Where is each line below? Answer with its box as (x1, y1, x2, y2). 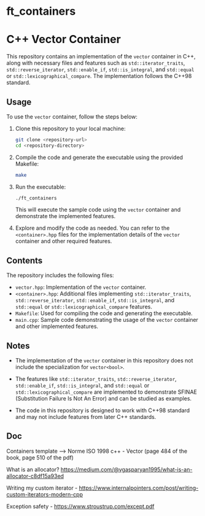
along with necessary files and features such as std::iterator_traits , (6, 60, 185, 67)
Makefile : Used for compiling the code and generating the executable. (15, 310, 193, 317)
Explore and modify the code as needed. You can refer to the (15, 224, 170, 232)
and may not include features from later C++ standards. (15, 413, 157, 421)
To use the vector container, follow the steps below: (6, 112, 138, 120)
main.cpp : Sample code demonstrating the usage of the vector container (15, 316, 198, 324)
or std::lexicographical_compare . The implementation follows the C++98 (6, 72, 192, 80)
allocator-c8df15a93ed (6, 472, 64, 480)
